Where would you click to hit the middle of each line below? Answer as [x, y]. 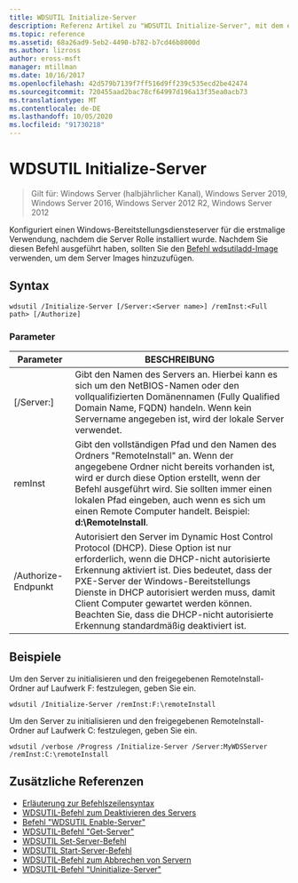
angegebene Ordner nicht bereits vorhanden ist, [175, 467]
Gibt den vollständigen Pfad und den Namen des [176, 445]
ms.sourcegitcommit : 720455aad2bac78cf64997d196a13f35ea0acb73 [129, 92]
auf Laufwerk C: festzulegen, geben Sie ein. [117, 730]
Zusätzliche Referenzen [77, 782]
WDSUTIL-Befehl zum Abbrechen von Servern [107, 860]
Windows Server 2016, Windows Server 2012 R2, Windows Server [151, 203]
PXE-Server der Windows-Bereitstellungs [163, 582]
